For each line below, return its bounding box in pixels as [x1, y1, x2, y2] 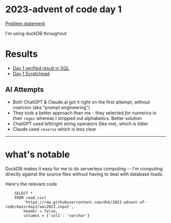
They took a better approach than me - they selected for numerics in [12, 110, 157, 116]
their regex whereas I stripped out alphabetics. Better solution [12, 115, 142, 121]
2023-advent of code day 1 [5, 4, 122, 15]
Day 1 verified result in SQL [12, 65, 70, 71]
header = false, [23, 208, 58, 214]
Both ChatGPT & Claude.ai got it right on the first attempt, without [12, 98, 150, 105]
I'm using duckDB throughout [5, 30, 67, 36]
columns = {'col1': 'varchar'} [23, 213, 90, 218]
